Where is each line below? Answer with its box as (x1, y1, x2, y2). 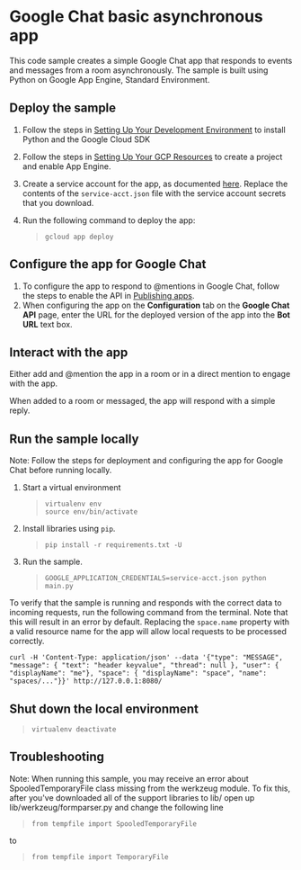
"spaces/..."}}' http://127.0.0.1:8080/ (9, 677, 164, 686)
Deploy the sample (9, 101, 117, 116)
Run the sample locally (9, 431, 139, 446)
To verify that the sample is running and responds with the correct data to (9, 597, 282, 608)
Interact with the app (9, 345, 128, 360)
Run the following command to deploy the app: (22, 214, 196, 226)
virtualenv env (44, 499, 102, 509)
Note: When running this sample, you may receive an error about (9, 773, 249, 784)
